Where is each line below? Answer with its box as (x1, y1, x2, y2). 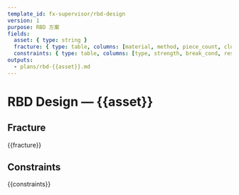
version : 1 (7, 17, 40, 24)
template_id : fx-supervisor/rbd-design (7, 10, 126, 18)
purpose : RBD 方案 (7, 23, 60, 30)
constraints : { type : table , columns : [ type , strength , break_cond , (14, 50, 221, 57)
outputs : (7, 57, 33, 64)
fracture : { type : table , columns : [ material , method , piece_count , (14, 43, 221, 50)
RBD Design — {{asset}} (7, 94, 154, 110)
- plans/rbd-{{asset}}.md (14, 63, 91, 70)
